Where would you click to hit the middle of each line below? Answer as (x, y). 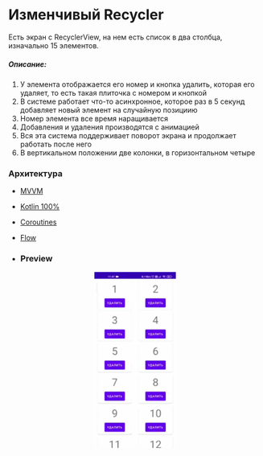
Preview (36, 259)
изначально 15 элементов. (53, 45)
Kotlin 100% (40, 207)
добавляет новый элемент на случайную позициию (109, 109)
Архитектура (35, 173)
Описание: (27, 64)
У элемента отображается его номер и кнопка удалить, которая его (137, 84)
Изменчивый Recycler (86, 15)
